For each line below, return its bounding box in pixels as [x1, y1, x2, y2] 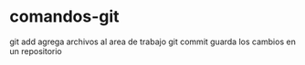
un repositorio [9, 45, 62, 56]
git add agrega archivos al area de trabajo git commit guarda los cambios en [9, 36, 297, 47]
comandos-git [9, 6, 121, 27]
